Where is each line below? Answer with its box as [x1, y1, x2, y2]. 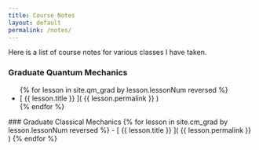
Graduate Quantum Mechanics [8, 68, 128, 79]
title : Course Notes [8, 11, 76, 20]
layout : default [8, 19, 61, 27]
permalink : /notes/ [8, 26, 72, 34]
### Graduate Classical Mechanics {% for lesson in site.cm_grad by [8, 117, 228, 126]
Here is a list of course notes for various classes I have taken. [8, 48, 207, 57]
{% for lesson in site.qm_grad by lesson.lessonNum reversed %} [19, 85, 229, 94]
